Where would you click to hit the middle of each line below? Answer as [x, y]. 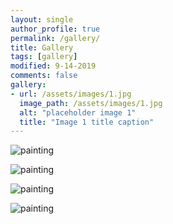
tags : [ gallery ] [44, 57]
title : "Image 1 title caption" [87, 122]
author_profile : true [55, 29]
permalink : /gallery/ [55, 38]
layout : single [42, 19]
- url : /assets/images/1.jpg [71, 94]
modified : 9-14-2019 [53, 66]
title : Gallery [42, 47]
